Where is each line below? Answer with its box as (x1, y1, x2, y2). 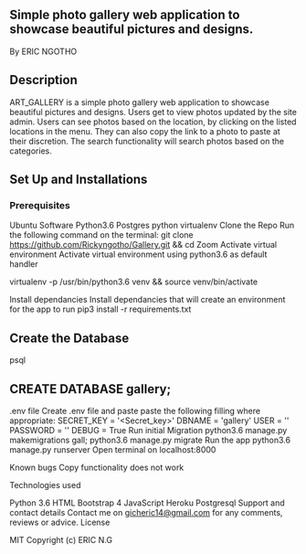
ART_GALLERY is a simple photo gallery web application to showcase (9, 96, 269, 108)
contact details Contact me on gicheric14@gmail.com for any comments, (9, 506, 283, 517)
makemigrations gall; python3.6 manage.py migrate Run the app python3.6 (9, 434, 290, 445)
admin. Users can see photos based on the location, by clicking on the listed (9, 116, 297, 127)
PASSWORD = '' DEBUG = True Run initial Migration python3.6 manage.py (9, 424, 288, 435)
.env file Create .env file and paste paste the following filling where (9, 405, 261, 416)
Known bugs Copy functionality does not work (9, 462, 185, 473)
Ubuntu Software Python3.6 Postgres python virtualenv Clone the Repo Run (9, 219, 295, 231)
